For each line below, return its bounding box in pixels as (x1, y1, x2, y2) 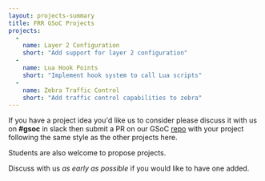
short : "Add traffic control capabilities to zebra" (22, 94, 203, 102)
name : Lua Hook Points (22, 64, 98, 72)
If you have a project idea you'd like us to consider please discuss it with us (8, 115, 258, 125)
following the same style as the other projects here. (8, 133, 178, 143)
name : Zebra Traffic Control (22, 86, 120, 95)
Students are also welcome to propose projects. (8, 148, 167, 158)
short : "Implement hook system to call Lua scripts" (22, 71, 203, 79)
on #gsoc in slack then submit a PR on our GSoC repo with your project (8, 124, 244, 134)
